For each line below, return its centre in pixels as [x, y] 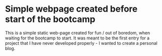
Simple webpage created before [71, 9]
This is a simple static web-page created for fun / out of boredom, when [78, 33]
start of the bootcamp [50, 19]
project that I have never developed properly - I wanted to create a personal [81, 43]
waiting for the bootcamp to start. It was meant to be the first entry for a [77, 38]
